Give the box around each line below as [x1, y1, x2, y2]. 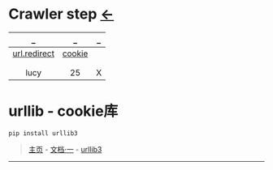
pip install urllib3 [8, 129, 79, 138]
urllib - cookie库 [8, 102, 119, 121]
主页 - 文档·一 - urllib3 [28, 144, 102, 154]
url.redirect [12, 48, 55, 59]
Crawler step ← [8, 5, 115, 23]
